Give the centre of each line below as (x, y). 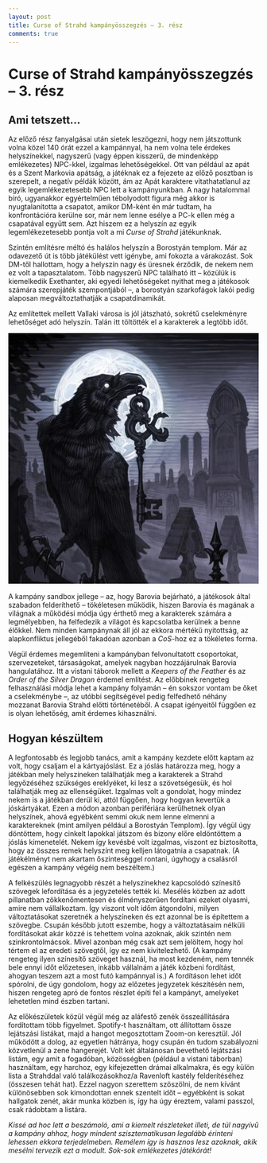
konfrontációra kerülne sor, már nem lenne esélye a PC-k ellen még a (122, 216)
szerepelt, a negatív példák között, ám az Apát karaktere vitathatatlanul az (130, 181)
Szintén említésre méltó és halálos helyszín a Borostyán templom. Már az (128, 247)
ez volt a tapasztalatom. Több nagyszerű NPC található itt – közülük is (122, 273)
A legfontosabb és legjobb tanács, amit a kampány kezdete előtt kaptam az (131, 758)
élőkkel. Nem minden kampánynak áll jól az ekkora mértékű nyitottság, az (128, 630)
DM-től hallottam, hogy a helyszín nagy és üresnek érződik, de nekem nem (131, 264)
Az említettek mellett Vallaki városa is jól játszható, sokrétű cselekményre (128, 313)
